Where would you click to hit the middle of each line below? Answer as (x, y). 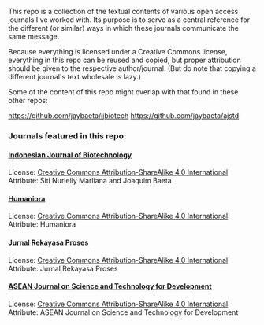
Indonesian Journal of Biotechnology (70, 155)
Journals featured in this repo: (67, 135)
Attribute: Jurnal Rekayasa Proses (63, 268)
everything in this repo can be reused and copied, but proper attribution (125, 60)
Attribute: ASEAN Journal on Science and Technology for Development (123, 312)
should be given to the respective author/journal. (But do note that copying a (132, 68)
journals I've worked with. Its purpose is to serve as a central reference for (129, 20)
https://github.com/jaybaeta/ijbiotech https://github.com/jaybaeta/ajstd (124, 116)
